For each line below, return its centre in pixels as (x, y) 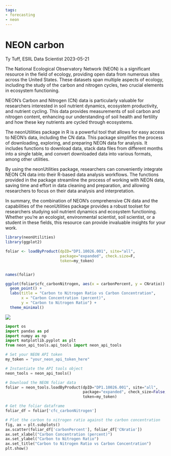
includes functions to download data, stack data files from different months (84, 148)
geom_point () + (26, 289)
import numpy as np (26, 336)
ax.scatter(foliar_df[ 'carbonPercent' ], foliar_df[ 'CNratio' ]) (74, 429)
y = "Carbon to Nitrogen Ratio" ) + (59, 303)
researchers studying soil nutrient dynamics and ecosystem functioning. (81, 212)
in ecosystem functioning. (33, 90)
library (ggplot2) (24, 242)
